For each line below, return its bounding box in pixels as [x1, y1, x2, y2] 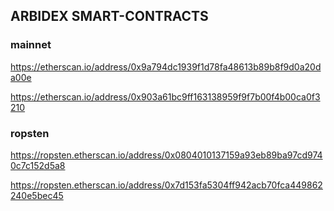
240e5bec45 [10, 189, 64, 201]
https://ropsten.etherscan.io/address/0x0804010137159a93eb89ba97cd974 [10, 149, 323, 161]
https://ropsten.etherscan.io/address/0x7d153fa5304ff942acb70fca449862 [10, 179, 323, 191]
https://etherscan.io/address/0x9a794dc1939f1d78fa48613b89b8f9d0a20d [10, 60, 322, 73]
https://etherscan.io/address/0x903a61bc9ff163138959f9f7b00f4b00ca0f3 [10, 90, 321, 103]
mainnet [10, 38, 52, 52]
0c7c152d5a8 [10, 159, 66, 171]
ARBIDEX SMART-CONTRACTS [10, 8, 209, 25]
